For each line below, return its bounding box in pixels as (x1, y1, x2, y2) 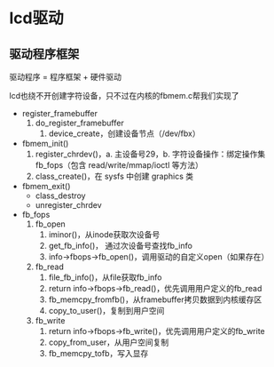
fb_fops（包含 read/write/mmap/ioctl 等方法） (35, 160, 204, 170)
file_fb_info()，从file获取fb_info (48, 272, 162, 283)
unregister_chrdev (35, 200, 102, 210)
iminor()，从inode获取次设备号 (48, 229, 160, 240)
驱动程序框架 (9, 46, 80, 61)
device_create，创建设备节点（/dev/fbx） (48, 128, 201, 139)
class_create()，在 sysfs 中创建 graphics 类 (35, 171, 194, 181)
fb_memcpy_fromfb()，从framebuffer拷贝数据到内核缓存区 (48, 294, 262, 305)
